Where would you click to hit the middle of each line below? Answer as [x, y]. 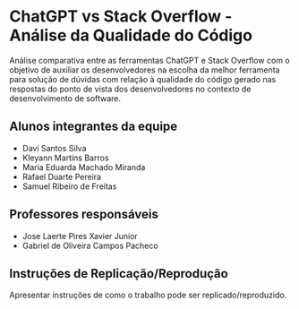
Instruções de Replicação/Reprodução [119, 274]
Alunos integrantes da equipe [94, 127]
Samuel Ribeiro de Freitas [69, 186]
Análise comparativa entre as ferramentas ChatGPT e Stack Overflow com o [149, 60]
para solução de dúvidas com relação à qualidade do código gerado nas [143, 79]
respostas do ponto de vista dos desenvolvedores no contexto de [130, 89]
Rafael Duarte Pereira [61, 176]
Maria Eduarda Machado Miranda [84, 167]
